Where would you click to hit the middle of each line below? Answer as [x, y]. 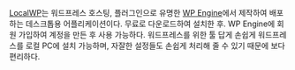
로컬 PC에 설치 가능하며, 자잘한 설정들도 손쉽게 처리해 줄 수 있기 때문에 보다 [155, 45]
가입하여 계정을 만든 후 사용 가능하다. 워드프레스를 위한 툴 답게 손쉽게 [137, 35]
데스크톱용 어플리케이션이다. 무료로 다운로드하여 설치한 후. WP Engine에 [150, 24]
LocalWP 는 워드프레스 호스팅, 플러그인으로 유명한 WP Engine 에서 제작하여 [138, 13]
